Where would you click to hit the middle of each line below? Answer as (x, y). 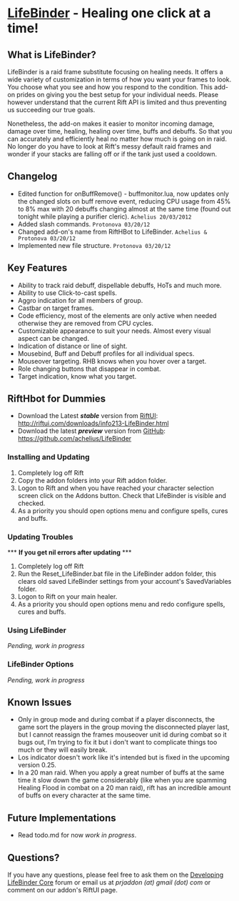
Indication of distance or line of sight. (72, 346)
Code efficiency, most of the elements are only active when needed (117, 315)
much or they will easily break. (62, 750)
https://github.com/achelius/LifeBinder (75, 439)
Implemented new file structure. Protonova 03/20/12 (94, 245)
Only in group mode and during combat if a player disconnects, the (116, 720)
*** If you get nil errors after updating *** (70, 552)
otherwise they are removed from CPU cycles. (85, 323)
